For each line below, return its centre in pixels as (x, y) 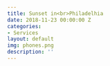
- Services (23, 33)
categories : (24, 26)
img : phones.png (30, 45)
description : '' (30, 52)
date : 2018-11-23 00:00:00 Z (49, 20)
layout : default (30, 39)
